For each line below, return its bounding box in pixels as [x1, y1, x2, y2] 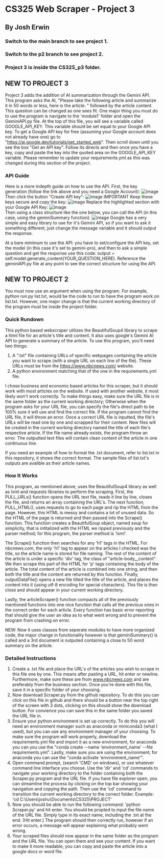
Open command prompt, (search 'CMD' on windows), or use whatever [12, 760, 154, 766]
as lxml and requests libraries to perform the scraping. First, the [5, 489, 134, 495]
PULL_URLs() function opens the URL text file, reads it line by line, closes [5, 494, 153, 499]
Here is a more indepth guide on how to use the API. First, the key [5, 183, 138, 190]
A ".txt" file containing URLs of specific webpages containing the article [12, 352, 157, 358]
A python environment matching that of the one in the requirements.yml [12, 368, 157, 374]
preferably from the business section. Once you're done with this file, [12, 682, 152, 688]
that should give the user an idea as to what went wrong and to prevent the [5, 612, 157, 618]
